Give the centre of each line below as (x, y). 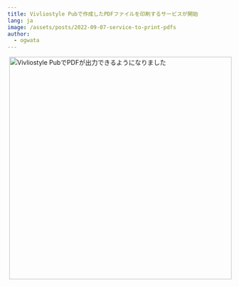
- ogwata (27, 41)
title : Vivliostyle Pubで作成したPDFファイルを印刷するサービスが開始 (103, 14)
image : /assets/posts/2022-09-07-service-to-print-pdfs (92, 27)
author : (19, 34)
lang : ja (20, 21)
